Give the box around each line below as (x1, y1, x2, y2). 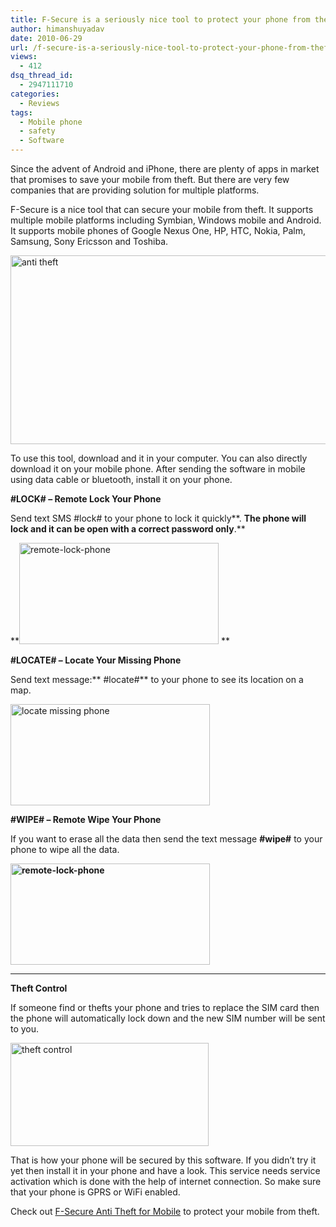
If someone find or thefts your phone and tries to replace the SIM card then (10, 1002, 320, 1013)
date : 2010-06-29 (10, 33, 83, 43)
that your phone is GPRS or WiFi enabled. (10, 1186, 181, 1198)
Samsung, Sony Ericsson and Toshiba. (10, 236, 169, 247)
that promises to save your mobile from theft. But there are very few (10, 174, 290, 185)
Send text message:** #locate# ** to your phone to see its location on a (10, 674, 304, 685)
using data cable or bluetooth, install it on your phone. (10, 474, 233, 485)
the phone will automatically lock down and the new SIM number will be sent (10, 1012, 326, 1024)
